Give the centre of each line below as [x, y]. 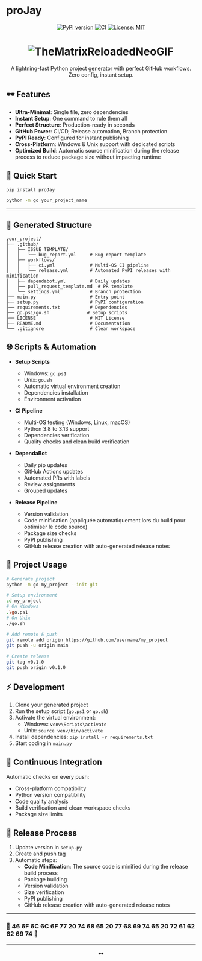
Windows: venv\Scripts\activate [65, 724]
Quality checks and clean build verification [77, 442]
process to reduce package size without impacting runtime [88, 157]
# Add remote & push [32, 634]
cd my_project [24, 601]
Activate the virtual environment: [55, 717]
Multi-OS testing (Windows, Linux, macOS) [77, 422]
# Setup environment [32, 595]
